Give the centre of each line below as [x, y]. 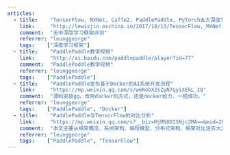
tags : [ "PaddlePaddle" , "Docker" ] [73, 109]
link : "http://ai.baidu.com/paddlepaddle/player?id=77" [107, 58]
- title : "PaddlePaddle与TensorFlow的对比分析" [84, 115]
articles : [21, 13]
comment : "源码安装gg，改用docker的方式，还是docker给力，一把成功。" [113, 97]
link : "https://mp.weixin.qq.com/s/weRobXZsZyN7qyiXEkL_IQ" [113, 90]
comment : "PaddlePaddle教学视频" [67, 64]
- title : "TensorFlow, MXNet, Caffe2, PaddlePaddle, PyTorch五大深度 [117, 20]
